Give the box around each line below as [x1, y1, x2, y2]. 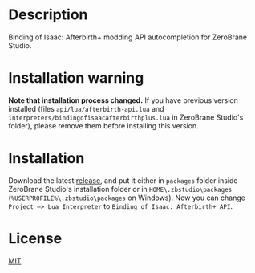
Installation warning [8, 69, 144, 88]
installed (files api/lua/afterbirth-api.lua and [8, 104, 164, 113]
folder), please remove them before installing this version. [8, 120, 199, 130]
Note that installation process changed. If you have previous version [8, 95, 238, 105]
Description [8, 6, 88, 24]
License [8, 230, 63, 247]
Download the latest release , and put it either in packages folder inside [8, 175, 238, 185]
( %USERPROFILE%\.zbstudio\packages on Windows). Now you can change [8, 193, 246, 202]
